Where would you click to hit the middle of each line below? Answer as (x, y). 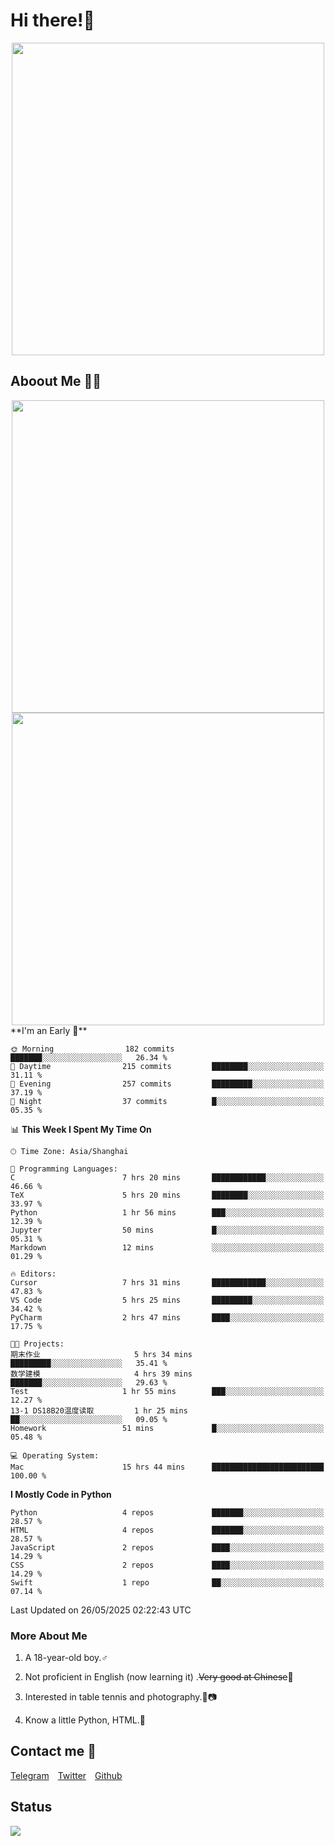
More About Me (49, 1636)
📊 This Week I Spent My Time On (81, 1129)
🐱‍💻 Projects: (37, 1344)
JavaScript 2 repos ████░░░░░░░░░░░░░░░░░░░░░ (167, 1547)
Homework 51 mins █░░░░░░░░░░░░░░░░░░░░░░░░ (167, 1428)
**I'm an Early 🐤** (49, 1030)
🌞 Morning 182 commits (92, 1049)
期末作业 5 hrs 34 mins (101, 1354)
